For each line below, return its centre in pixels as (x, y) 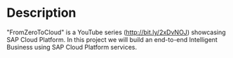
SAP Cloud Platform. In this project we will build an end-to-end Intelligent (112, 39)
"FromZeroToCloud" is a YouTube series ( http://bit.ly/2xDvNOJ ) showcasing (116, 32)
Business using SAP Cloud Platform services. (72, 47)
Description (41, 13)
